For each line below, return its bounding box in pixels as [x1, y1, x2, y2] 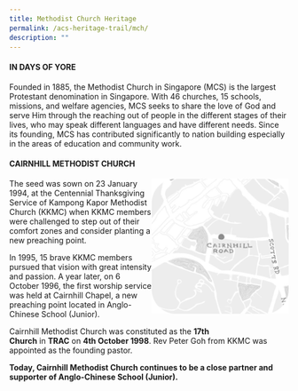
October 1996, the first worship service [9, 280, 153, 291]
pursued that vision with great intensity [9, 261, 153, 272]
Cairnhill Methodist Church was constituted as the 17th [9, 325, 210, 337]
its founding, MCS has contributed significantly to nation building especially [9, 129, 286, 140]
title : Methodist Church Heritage [9, 14, 137, 23]
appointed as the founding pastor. [9, 345, 133, 355]
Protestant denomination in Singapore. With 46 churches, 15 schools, [9, 91, 262, 101]
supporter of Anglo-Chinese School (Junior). [9, 371, 179, 382]
